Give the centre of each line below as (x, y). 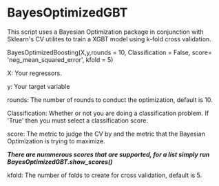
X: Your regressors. (34, 73)
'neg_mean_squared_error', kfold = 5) (60, 59)
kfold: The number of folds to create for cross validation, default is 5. (105, 175)
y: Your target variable (39, 86)
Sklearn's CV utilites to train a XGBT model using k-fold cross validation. (109, 39)
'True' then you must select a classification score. (77, 120)
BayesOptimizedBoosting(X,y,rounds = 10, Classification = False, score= (109, 52)
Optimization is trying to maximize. (56, 141)
